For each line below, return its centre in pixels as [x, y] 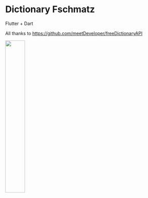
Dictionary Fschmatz [50, 9]
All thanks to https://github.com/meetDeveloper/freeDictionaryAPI [74, 33]
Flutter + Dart [19, 23]
